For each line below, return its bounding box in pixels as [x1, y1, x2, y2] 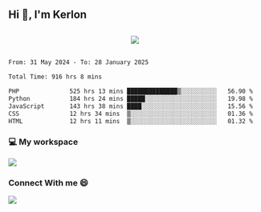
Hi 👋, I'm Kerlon [8, 8, 87, 22]
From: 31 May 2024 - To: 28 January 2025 [8, 58, 149, 66]
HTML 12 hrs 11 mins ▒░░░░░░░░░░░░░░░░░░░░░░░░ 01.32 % [8, 117, 253, 125]
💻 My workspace [8, 137, 79, 148]
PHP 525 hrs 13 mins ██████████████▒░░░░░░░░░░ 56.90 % [8, 87, 253, 96]
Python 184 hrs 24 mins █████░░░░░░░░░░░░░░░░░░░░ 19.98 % [8, 95, 253, 103]
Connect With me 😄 [8, 177, 88, 188]
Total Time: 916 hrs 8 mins [8, 73, 103, 81]
